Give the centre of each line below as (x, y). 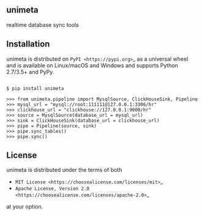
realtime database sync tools (43, 24)
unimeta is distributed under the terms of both (64, 170)
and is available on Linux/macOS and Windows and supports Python (92, 65)
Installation (28, 44)
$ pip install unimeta (35, 88)
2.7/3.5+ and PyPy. (30, 72)
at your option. (25, 207)
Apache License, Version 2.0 (52, 189)
